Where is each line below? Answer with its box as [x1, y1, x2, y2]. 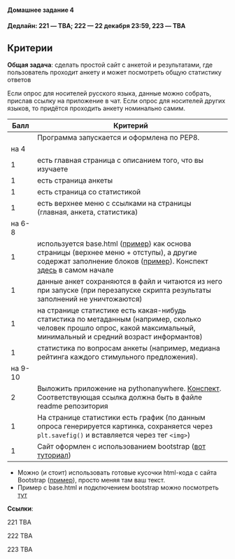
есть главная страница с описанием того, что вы [37, 155, 204, 165]
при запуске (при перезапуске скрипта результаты [37, 285, 211, 295]
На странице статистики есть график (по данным [37, 413, 206, 422]
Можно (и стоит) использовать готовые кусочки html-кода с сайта [17, 468, 217, 477]
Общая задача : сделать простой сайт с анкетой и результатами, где [7, 60, 213, 69]
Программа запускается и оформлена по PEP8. [37, 133, 200, 142]
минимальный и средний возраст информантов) [37, 332, 203, 341]
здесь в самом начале [37, 265, 114, 275]
